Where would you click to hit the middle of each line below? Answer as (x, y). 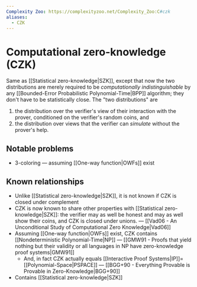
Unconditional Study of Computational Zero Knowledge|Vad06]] (93, 227)
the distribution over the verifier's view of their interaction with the (95, 111)
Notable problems (40, 149)
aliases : (17, 17)
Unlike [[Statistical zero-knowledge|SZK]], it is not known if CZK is (96, 195)
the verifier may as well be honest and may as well (122, 214)
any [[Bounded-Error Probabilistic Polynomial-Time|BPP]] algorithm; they (95, 93)
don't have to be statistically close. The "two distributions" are (82, 100)
